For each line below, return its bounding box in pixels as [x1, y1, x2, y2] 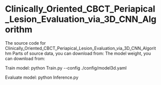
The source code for [5, 40, 46, 46]
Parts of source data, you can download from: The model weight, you [12, 50, 151, 56]
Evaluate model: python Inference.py [5, 74, 79, 80]
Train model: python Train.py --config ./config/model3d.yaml [5, 65, 127, 71]
